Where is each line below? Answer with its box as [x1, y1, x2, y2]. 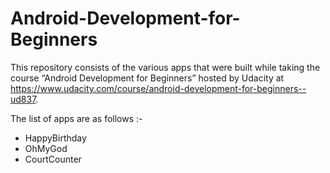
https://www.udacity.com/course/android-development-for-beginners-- [10, 82, 307, 94]
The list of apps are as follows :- [10, 112, 143, 124]
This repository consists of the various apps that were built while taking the [10, 61, 321, 73]
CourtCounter [24, 153, 82, 165]
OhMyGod [24, 142, 68, 154]
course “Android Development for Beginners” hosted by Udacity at [10, 72, 285, 84]
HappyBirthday [24, 132, 87, 144]
